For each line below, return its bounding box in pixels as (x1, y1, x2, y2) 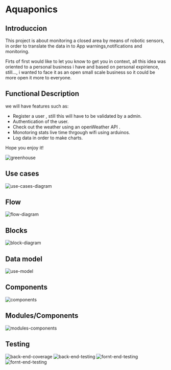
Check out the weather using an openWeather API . (12, 124, 121, 130)
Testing (5, 340, 30, 349)
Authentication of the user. (12, 118, 69, 124)
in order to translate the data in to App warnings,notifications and (5, 43, 142, 49)
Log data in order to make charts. (12, 135, 83, 141)
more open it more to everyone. (5, 75, 72, 80)
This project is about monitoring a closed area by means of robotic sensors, (5, 37, 165, 43)
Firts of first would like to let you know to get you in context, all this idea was (5, 58, 166, 64)
